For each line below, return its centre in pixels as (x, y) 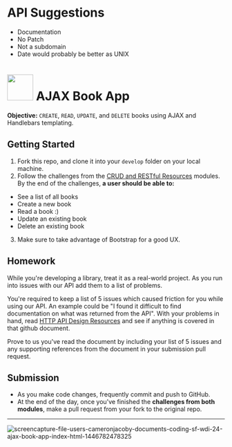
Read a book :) (38, 211)
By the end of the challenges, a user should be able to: (96, 183)
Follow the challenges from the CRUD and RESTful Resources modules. (118, 176)
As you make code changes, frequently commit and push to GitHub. (114, 394)
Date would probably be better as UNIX (73, 54)
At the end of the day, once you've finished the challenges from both (116, 402)
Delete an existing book (51, 226)
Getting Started (41, 144)
